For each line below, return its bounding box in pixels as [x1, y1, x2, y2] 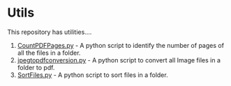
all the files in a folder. [17, 49, 81, 57]
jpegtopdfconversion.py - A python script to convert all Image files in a [17, 55, 221, 64]
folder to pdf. [17, 63, 55, 71]
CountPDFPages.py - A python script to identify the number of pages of [17, 41, 225, 49]
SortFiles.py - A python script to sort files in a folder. [17, 71, 169, 79]
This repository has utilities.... [7, 28, 92, 36]
